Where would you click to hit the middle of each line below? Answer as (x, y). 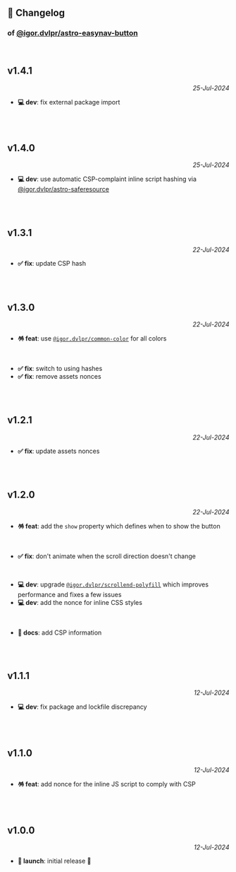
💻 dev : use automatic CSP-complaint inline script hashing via (107, 179)
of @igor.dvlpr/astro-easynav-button (73, 33)
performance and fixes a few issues (69, 594)
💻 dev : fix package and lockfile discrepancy (82, 707)
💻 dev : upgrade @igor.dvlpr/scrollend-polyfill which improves (113, 584)
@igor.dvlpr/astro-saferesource (63, 189)
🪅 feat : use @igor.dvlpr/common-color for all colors (92, 338)
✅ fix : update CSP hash (52, 264)
